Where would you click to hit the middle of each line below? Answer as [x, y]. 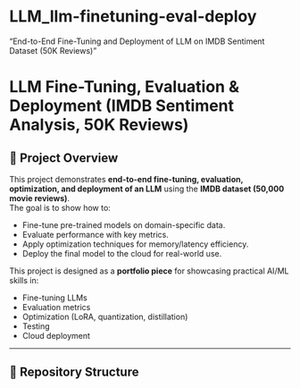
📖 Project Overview [64, 158]
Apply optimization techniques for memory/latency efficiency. [135, 244]
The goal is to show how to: [60, 207]
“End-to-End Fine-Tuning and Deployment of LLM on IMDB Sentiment [137, 41]
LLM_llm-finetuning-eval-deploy [133, 17]
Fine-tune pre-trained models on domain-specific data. [124, 224]
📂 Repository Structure [74, 372]
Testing [36, 326]
